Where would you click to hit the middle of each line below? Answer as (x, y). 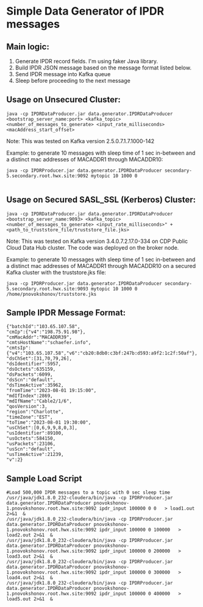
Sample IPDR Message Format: (66, 313)
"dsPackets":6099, (30, 375)
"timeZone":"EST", (30, 417)
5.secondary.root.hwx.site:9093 (47, 289)
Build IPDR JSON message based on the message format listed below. (103, 68)
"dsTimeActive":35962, (35, 385)
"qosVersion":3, (27, 407)
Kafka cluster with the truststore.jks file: (56, 272)
